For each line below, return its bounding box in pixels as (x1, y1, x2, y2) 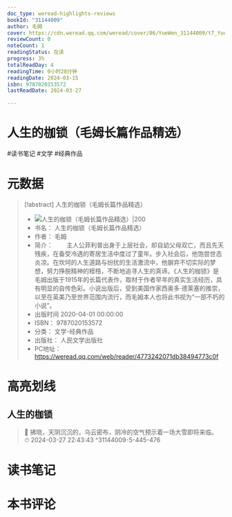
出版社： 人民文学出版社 (34, 336, 104, 344)
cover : (7, 29, 26, 37)
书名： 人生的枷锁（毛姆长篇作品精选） (34, 224, 146, 232)
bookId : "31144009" (7, 17, 64, 23)
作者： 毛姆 (34, 232, 67, 241)
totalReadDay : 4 (7, 62, 54, 68)
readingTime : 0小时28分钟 (7, 68, 78, 75)
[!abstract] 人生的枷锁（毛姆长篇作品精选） (23, 200, 147, 208)
